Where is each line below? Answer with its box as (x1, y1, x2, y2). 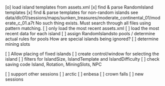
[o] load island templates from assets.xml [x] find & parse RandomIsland (5, 4, 153, 10)
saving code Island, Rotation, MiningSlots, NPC (5, 62, 102, 67)
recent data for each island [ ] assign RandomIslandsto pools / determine (5, 31, 155, 36)
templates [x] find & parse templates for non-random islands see (5, 9, 138, 15)
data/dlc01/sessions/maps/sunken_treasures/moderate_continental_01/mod (5, 15, 160, 20)
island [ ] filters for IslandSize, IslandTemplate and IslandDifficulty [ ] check (5, 56, 160, 62)
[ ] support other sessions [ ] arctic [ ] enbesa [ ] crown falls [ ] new (5, 71, 144, 77)
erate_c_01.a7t (5, 20, 34, 26)
